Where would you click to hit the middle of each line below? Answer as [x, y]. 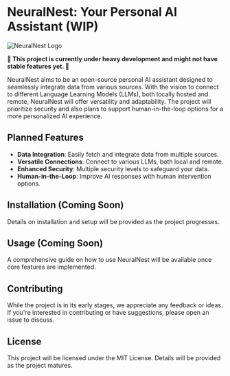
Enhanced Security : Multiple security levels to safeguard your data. [113, 168]
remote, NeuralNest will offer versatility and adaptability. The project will [109, 101]
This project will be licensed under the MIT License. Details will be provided [114, 358]
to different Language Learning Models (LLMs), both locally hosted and [108, 94]
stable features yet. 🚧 [38, 66]
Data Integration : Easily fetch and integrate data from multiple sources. [118, 154]
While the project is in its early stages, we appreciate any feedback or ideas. [115, 305]
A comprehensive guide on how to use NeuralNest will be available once [110, 260]
